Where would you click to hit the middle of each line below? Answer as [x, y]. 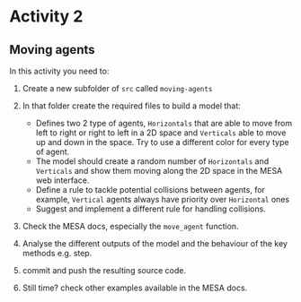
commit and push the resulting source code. [104, 270]
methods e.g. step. [57, 253]
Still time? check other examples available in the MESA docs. [135, 288]
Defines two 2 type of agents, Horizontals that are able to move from [164, 123]
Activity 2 [46, 17]
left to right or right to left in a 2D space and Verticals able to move [161, 133]
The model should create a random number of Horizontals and [152, 161]
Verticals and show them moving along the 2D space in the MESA [159, 171]
